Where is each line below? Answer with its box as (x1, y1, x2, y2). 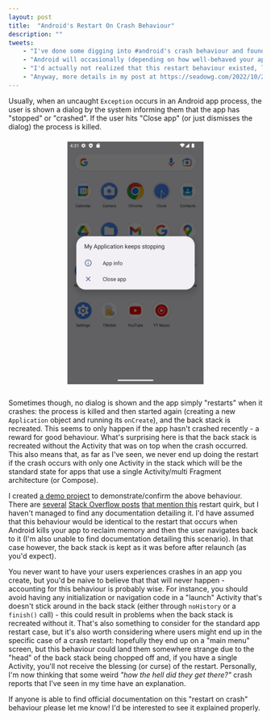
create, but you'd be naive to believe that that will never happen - (8, 575, 225, 585)
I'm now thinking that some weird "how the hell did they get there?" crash (8, 670, 252, 680)
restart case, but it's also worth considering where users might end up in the (8, 627, 262, 637)
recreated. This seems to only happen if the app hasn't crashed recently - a (8, 423, 260, 433)
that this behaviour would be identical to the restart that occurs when (8, 516, 238, 526)
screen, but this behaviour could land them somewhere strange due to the (8, 644, 255, 654)
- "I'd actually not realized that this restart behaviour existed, (23, 65, 258, 73)
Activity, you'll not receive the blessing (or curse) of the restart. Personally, (8, 661, 257, 671)
